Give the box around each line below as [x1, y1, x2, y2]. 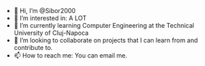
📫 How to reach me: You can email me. [13, 51, 128, 59]
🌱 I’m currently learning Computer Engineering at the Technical [13, 22, 195, 29]
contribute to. [13, 44, 54, 51]
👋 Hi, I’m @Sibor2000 [13, 7, 76, 15]
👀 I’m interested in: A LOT [13, 14, 87, 22]
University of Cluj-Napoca [13, 28, 89, 37]
